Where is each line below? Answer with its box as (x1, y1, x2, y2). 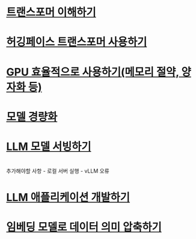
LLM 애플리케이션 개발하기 (6, 190, 130, 204)
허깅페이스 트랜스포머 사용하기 (6, 36, 147, 49)
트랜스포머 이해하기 (6, 5, 96, 19)
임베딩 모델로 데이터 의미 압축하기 (6, 220, 162, 234)
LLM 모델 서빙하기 (6, 140, 91, 154)
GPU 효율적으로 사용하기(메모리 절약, (6, 65, 179, 79)
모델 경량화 (6, 110, 58, 123)
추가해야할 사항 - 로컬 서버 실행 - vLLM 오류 (6, 167, 109, 175)
